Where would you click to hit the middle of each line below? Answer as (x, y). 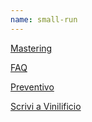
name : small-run (44, 19)
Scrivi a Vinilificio (46, 106)
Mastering (31, 48)
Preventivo (32, 87)
